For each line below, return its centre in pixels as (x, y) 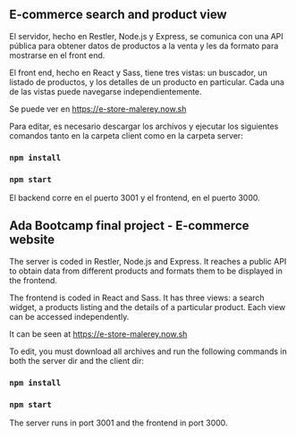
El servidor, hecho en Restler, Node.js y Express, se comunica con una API (146, 36)
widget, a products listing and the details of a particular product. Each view (148, 307)
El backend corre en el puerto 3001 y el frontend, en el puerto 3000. (135, 198)
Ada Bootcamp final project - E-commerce (129, 226)
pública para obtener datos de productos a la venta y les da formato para (144, 46)
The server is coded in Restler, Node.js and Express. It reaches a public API (148, 261)
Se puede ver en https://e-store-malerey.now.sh (98, 109)
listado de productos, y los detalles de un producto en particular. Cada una (147, 82)
